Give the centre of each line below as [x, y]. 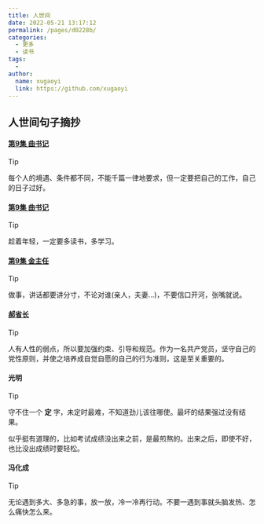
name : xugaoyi [38, 81]
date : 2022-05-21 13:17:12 [52, 23]
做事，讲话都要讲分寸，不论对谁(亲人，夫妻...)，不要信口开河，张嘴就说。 [127, 295]
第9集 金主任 [29, 261]
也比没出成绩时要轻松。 [46, 448]
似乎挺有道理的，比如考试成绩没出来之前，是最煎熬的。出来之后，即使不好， [132, 438]
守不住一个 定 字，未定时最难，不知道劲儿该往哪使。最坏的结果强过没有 [124, 412]
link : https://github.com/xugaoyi [71, 88]
